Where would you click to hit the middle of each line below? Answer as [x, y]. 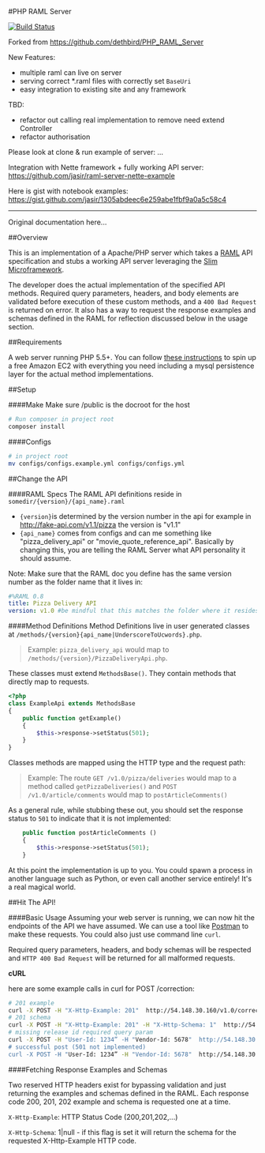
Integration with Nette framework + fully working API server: [106, 167]
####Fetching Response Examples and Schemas [88, 1069]
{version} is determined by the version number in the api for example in [135, 516]
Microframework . [36, 269]
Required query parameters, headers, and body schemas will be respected [130, 949]
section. [21, 327]
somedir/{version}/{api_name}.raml [67, 501]
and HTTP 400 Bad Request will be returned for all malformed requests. [122, 958]
